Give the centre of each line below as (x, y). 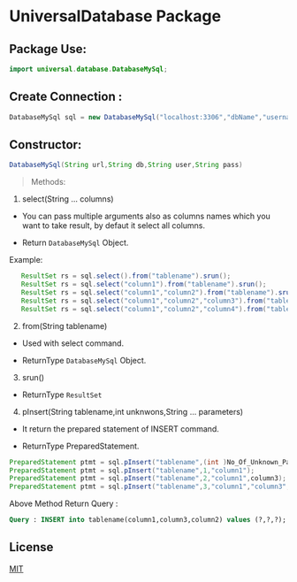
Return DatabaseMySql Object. (75, 243)
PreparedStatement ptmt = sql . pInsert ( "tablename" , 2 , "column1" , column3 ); (148, 479)
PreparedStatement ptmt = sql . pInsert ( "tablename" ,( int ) (118, 462)
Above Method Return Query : (64, 504)
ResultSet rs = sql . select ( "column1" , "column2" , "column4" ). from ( (144, 309)
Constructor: (46, 145)
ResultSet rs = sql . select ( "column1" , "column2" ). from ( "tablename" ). (149, 293)
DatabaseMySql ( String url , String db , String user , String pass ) (126, 165)
